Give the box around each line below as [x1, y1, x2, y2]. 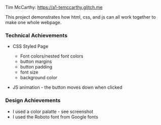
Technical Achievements [5, 32, 68, 39]
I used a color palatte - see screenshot [12, 108, 94, 114]
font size [20, 69, 39, 75]
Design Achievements [5, 97, 61, 104]
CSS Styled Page [12, 43, 49, 49]
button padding [20, 64, 53, 70]
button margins [20, 58, 52, 65]
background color [20, 75, 58, 81]
